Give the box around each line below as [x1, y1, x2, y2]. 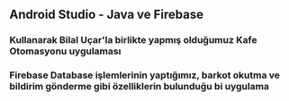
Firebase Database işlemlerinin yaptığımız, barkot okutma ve [9, 69, 281, 81]
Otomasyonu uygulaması [9, 45, 122, 57]
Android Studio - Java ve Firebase [9, 7, 204, 22]
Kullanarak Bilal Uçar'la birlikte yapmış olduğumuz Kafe [9, 34, 257, 46]
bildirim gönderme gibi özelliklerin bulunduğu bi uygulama [9, 80, 270, 93]
